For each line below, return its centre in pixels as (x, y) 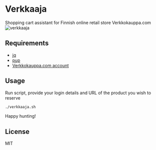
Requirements (27, 43)
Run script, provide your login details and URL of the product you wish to (78, 93)
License (17, 132)
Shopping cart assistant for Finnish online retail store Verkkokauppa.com (78, 23)
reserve (13, 98)
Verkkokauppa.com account (40, 65)
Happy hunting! (20, 116)
